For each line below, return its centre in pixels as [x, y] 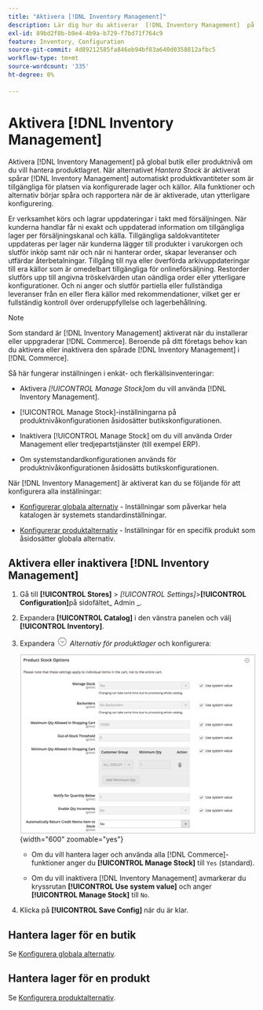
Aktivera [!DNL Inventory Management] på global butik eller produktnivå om [131, 161]
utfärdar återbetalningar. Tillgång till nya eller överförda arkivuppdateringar [129, 261]
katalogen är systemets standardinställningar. [93, 515]
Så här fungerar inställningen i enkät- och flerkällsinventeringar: [111, 373]
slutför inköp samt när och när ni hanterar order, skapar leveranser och [122, 252]
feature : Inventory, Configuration [66, 42]
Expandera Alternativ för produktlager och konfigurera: [115, 644]
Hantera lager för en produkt [79, 979]
